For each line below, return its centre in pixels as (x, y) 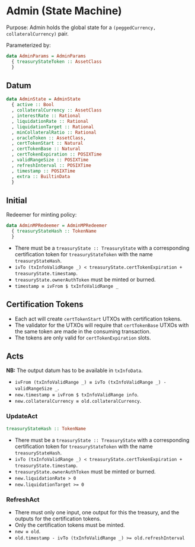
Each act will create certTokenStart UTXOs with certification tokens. (98, 319)
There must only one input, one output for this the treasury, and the (97, 512)
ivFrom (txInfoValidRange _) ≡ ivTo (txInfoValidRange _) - (90, 383)
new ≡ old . (28, 531)
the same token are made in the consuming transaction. (83, 331)
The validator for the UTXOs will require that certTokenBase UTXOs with (102, 325)
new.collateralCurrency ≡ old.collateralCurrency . (78, 401)
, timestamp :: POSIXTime (44, 171)
